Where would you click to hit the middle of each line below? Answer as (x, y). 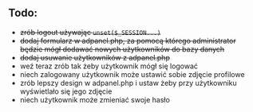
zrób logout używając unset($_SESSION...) (90, 32)
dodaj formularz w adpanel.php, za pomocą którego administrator (128, 41)
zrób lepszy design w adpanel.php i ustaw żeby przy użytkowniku (128, 83)
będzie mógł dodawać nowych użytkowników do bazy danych (122, 49)
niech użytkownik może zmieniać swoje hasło (95, 99)
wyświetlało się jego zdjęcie (66, 91)
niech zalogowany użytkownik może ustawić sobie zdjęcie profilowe (132, 74)
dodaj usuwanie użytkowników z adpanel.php (95, 57)
